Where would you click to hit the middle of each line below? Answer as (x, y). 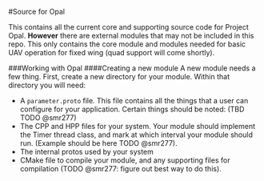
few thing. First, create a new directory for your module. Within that (119, 76)
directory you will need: (47, 85)
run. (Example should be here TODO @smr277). (98, 143)
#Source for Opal (37, 12)
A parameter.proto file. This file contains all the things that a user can (134, 101)
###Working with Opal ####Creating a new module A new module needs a (132, 68)
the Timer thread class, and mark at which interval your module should (136, 135)
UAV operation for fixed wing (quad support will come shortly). (112, 52)
